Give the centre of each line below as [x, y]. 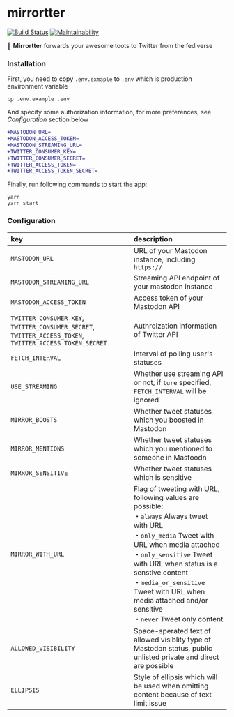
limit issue [150, 703]
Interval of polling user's [173, 354]
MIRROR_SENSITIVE [39, 473]
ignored [146, 400]
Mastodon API [156, 306]
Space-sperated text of [172, 631]
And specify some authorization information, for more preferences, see [109, 112]
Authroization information [175, 326]
